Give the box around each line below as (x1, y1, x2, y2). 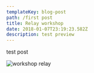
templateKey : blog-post (6, 9, 67, 15)
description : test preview (6, 32, 75, 38)
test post (6, 48, 29, 55)
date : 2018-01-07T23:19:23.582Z (6, 26, 88, 32)
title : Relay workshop (6, 20, 64, 26)
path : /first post (6, 15, 53, 21)
